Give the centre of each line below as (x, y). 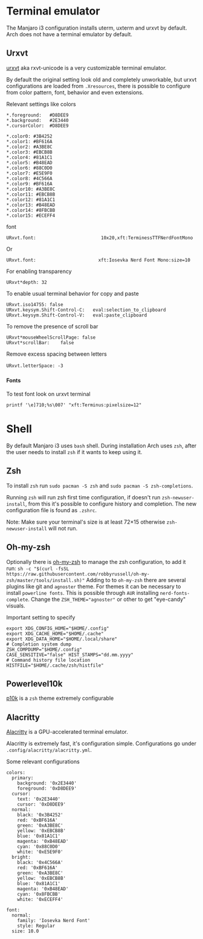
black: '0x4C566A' (40, 863)
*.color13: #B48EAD (31, 205)
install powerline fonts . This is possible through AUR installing (82, 592)
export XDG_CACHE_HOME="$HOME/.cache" (55, 633)
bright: (21, 857)
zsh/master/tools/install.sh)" (46, 580)
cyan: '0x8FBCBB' (39, 894)
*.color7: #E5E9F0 (29, 173)
